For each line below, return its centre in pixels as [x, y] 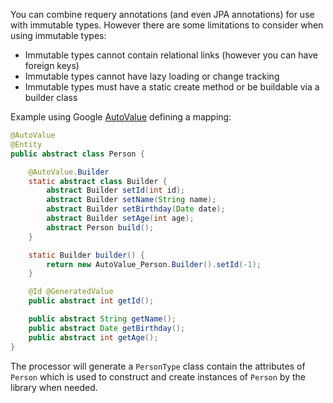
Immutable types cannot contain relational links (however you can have [171, 55]
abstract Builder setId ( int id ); [116, 190]
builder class [51, 97]
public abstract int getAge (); [93, 337]
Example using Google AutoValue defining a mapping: [121, 117]
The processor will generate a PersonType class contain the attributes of [158, 366]
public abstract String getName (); [102, 319]
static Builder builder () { [86, 255]
